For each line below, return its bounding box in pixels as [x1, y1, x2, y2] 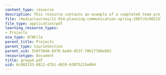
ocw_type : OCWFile [5, 35, 43, 40]
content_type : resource [5, 7, 54, 12]
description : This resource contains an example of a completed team [5, 12, 152, 17]
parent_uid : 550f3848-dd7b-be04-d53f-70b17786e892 [5, 48, 112, 53]
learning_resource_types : [5, 26, 58, 31]
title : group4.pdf [5, 58, 43, 63]
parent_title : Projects [5, 39, 54, 44]
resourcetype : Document [5, 53, 54, 58]
